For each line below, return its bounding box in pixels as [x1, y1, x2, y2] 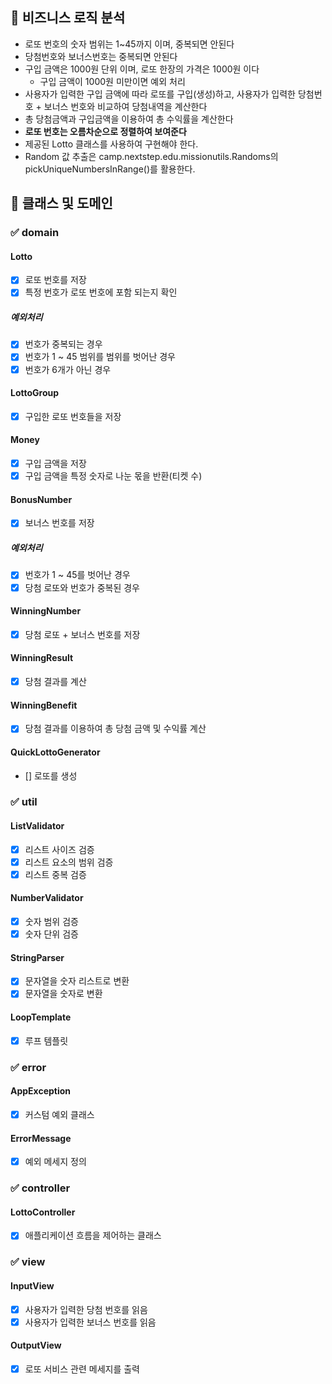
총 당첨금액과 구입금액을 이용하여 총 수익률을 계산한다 [24, 113, 234, 125]
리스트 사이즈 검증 [24, 843, 95, 855]
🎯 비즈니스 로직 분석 [10, 9, 126, 27]
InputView [10, 1279, 55, 1292]
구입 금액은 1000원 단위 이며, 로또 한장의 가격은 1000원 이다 [24, 63, 260, 75]
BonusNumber [10, 493, 73, 505]
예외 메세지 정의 [24, 1156, 87, 1168]
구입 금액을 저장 [24, 458, 87, 470]
